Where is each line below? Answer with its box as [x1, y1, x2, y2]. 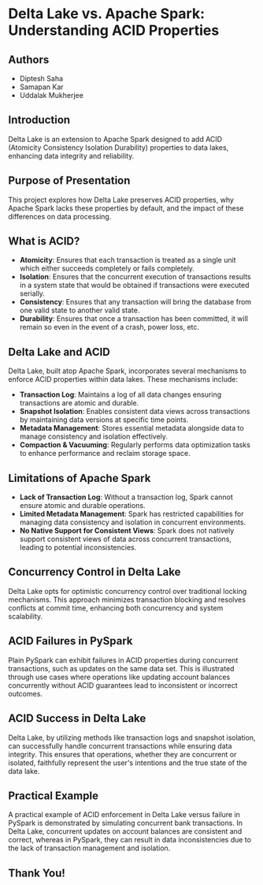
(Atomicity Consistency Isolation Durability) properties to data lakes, [8, 143, 229, 152]
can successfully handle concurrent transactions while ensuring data [8, 741, 232, 750]
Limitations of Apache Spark [8, 471, 151, 485]
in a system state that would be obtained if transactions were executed [19, 281, 250, 290]
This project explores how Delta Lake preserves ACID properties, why [8, 195, 235, 204]
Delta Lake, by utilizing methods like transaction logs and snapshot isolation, [8, 733, 256, 742]
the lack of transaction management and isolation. [8, 843, 171, 853]
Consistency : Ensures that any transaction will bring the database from [19, 297, 252, 307]
